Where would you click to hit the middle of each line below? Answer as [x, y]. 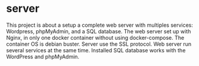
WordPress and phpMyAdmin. [43, 56]
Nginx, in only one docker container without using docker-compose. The [95, 37]
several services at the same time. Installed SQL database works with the [96, 50]
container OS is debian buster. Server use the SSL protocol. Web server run [99, 44]
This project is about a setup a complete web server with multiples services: [100, 25]
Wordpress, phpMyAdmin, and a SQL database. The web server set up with [99, 31]
